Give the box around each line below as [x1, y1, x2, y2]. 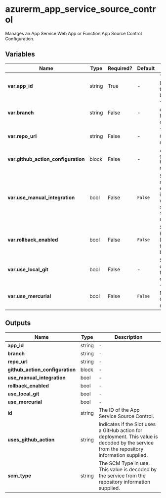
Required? [108, 64, 132, 71]
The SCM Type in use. [98, 460, 150, 467]
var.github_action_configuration [7, 155, 85, 162]
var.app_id [7, 82, 33, 89]
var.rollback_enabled [7, 236, 58, 243]
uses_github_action [7, 436, 55, 443]
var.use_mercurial [7, 293, 51, 300]
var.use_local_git [7, 266, 48, 273]
